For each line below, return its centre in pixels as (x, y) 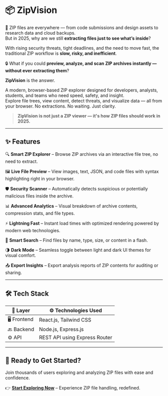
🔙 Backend (21, 329)
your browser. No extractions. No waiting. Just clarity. (60, 106)
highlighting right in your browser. (40, 178)
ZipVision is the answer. (30, 80)
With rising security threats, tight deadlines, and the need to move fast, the (82, 48)
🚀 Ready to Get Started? (43, 360)
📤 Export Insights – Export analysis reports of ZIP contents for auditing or (82, 265)
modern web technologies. (33, 230)
